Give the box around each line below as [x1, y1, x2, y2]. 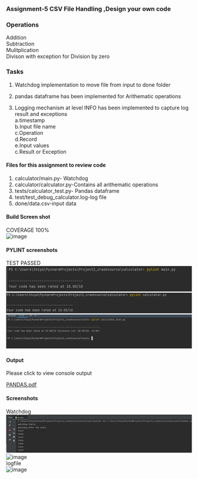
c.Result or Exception [14, 148, 67, 155]
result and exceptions [14, 110, 68, 117]
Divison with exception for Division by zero [6, 53, 110, 60]
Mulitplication [6, 47, 39, 54]
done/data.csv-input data [14, 200, 77, 207]
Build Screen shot [6, 213, 51, 221]
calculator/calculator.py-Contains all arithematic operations [14, 181, 159, 188]
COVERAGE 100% [6, 226, 49, 234]
